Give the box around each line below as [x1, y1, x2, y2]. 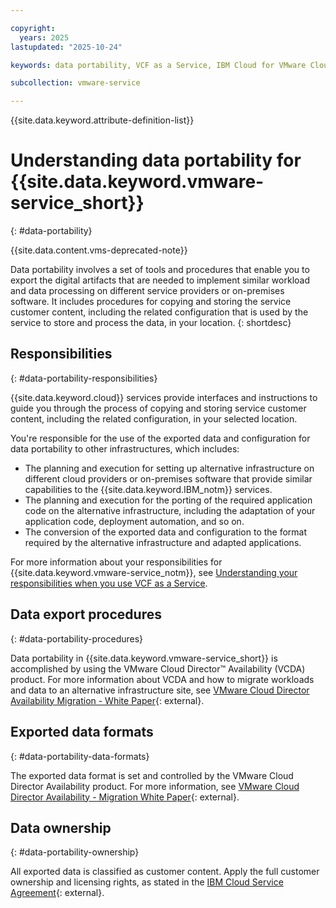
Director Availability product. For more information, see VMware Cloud [10, 780, 300, 792]
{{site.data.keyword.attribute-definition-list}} [10, 114, 195, 126]
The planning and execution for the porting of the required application [24, 494, 313, 506]
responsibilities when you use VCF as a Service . [10, 577, 208, 589]
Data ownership [10, 819, 112, 836]
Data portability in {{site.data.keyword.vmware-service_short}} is [10, 652, 278, 664]
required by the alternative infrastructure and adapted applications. [24, 536, 302, 548]
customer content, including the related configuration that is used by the [10, 306, 309, 318]
